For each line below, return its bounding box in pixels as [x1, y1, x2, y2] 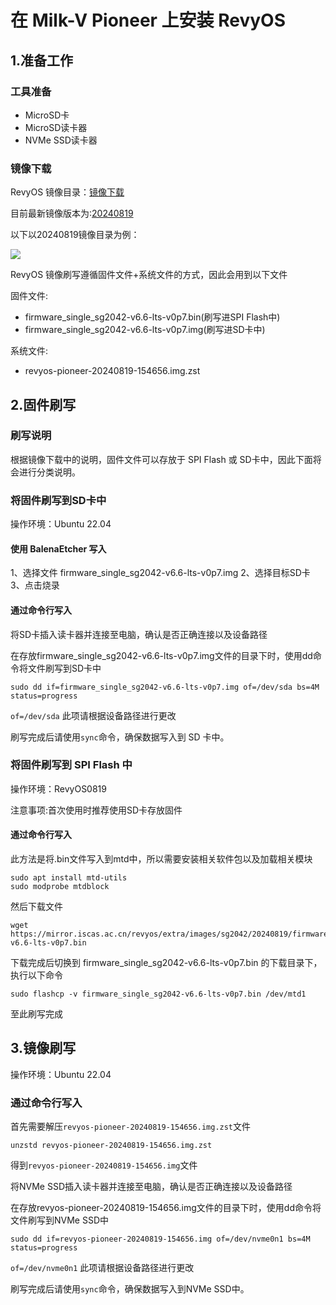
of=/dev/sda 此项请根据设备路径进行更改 [10, 709, 177, 721]
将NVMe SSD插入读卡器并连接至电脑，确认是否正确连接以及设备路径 [10, 1181, 293, 1193]
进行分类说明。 [18, 466, 81, 478]
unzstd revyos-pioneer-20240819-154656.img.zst [10, 1141, 213, 1151]
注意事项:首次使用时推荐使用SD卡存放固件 [10, 804, 183, 816]
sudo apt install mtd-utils [10, 873, 128, 883]
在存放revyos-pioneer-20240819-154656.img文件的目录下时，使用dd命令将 [10, 1202, 322, 1214]
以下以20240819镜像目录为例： [10, 229, 140, 241]
